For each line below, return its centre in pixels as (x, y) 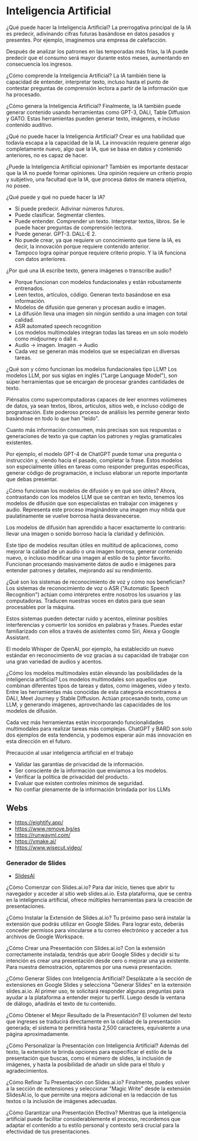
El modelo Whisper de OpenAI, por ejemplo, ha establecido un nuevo (90, 649)
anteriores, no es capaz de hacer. (47, 155)
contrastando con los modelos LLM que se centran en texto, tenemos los (95, 497)
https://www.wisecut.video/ (48, 847)
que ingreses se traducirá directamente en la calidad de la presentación (94, 1022)
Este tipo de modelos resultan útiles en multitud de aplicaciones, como (92, 545)
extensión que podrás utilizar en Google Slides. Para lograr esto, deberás (95, 924)
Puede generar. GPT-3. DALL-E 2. (55, 234)
